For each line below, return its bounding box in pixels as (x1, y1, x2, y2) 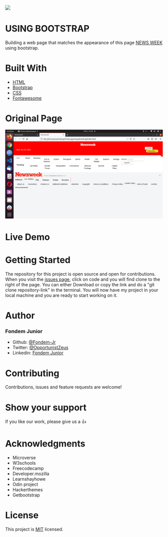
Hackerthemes (12, 487, 43, 493)
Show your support (5, 402, 86, 413)
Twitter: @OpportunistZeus (12, 345, 68, 351)
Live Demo (5, 232, 50, 243)
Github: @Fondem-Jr (12, 339, 56, 345)
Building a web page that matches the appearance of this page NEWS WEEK (5, 39, 163, 45)
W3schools (12, 460, 36, 466)
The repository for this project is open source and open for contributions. (5, 271, 156, 277)
